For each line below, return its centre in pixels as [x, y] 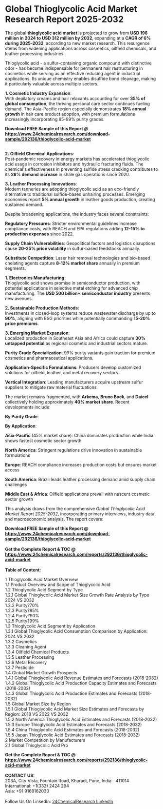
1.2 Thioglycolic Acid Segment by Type [44, 589]
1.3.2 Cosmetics [21, 641]
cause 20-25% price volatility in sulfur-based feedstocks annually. [73, 248]
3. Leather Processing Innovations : [41, 183]
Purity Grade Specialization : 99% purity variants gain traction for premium [80, 353]
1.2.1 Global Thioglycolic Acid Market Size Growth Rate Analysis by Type [77, 595]
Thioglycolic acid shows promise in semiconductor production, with [73, 283]
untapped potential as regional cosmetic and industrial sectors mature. [77, 343]
